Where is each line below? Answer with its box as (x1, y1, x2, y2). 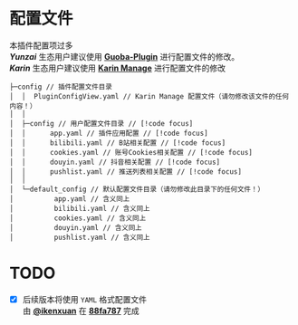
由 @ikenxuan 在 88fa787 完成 (22, 305, 139, 316)
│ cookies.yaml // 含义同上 (9, 214, 147, 223)
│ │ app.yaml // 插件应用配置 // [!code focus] (9, 129, 208, 138)
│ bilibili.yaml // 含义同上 (9, 204, 151, 213)
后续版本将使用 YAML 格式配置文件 (22, 293, 148, 304)
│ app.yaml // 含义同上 (9, 194, 130, 204)
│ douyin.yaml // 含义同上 (9, 223, 142, 232)
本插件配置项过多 (9, 40, 73, 51)
